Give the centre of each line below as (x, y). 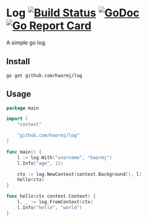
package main (23, 108)
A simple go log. (27, 42)
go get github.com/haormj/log (44, 76)
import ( (17, 119)
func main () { (24, 152)
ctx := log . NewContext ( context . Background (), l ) (80, 174)
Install (18, 61)
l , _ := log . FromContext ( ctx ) (55, 202)
